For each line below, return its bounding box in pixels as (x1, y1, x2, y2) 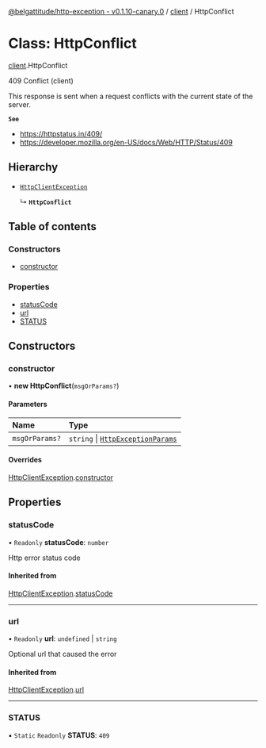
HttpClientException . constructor (8, 472, 113, 482)
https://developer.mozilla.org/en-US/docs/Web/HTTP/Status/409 (19, 137, 234, 147)
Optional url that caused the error (8, 650, 117, 659)
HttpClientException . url (8, 685, 85, 695)
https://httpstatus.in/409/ (19, 129, 103, 138)
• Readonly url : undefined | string (8, 634, 117, 643)
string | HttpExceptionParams (68, 432, 177, 443)
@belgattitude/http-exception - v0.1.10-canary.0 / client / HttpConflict (8, 7, 235, 16)
